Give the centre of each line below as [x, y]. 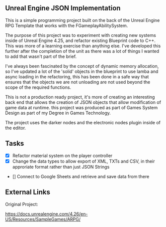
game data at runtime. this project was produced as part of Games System [82, 107]
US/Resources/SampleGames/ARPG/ [43, 219]
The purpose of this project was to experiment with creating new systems [81, 35]
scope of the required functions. [38, 87]
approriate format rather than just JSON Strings [61, 167]
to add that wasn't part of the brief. [41, 56]
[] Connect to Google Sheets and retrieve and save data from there [81, 176]
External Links [28, 192]
